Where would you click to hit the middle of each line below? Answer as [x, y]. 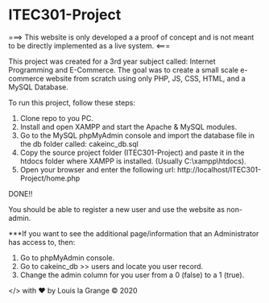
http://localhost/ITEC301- [219, 169]
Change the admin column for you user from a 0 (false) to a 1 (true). [132, 275]
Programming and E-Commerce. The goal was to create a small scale [124, 69]
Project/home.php [50, 178]
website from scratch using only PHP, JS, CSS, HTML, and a [145, 78]
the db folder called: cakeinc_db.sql [79, 143]
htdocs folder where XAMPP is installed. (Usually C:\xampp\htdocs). [133, 161]
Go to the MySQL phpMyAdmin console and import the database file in [137, 135]
